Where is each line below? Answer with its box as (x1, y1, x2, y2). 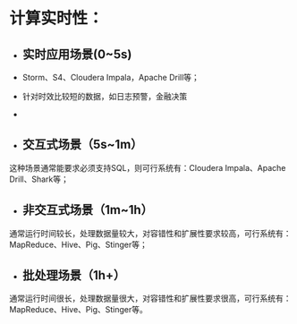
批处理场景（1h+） (21, 268, 126, 283)
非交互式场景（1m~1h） (21, 202, 154, 217)
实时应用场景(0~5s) (21, 47, 132, 62)
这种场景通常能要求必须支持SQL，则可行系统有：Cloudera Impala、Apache (9, 162, 286, 173)
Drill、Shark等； (9, 174, 69, 184)
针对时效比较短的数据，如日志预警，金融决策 (21, 91, 188, 101)
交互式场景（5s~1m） (21, 137, 143, 152)
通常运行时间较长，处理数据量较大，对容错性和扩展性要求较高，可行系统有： (9, 227, 292, 238)
